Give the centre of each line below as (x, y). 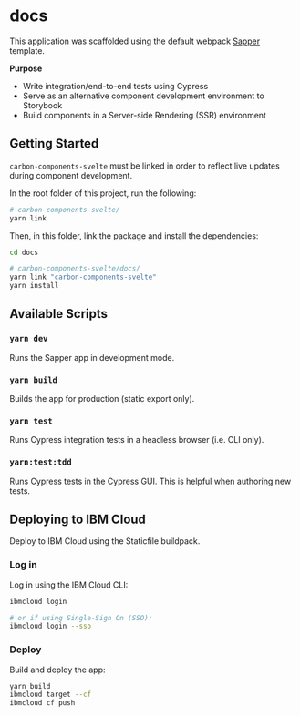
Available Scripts (58, 314)
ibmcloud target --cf (51, 695)
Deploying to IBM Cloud (78, 519)
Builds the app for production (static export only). (102, 398)
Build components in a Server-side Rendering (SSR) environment (145, 115)
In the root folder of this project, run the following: (103, 193)
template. (27, 50)
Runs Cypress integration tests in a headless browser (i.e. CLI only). (137, 440)
